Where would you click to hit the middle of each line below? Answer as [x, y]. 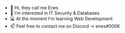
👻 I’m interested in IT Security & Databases [55, 13]
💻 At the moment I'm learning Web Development [61, 18]
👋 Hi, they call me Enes [34, 8]
